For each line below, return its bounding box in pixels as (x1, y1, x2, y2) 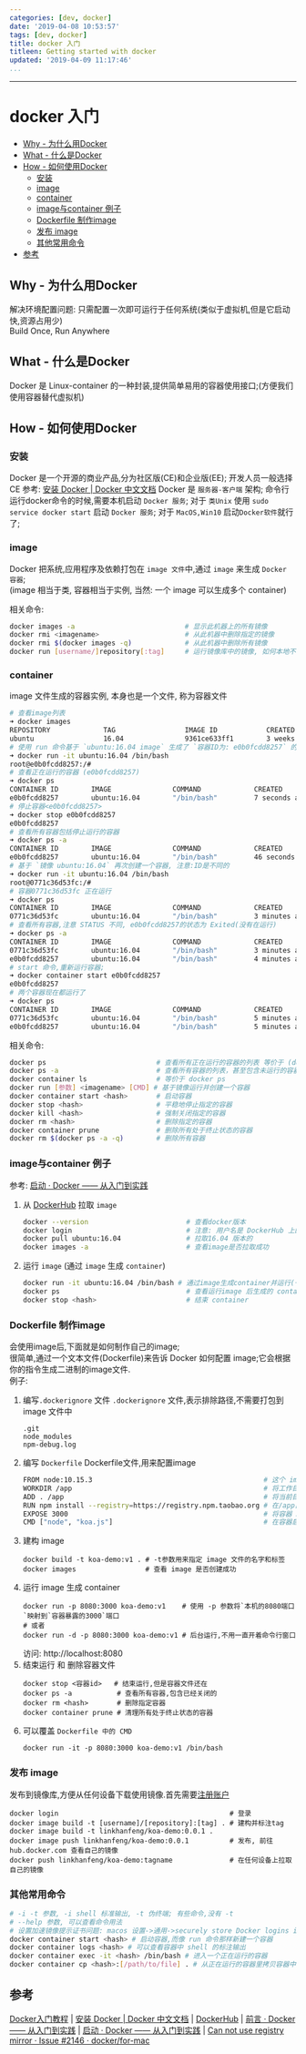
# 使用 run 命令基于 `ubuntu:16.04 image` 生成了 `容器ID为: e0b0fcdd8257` (9, 742, 287, 751)
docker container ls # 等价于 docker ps (9, 1075, 226, 1084)
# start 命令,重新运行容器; (9, 963, 105, 972)
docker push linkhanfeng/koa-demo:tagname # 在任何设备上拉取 (9, 1855, 293, 1865)
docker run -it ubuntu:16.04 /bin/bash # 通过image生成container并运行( (22, 1279, 295, 1288)
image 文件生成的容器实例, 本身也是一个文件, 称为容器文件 (9, 690, 228, 701)
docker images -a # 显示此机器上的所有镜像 (9, 621, 268, 631)
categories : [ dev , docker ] (9, 13, 112, 23)
